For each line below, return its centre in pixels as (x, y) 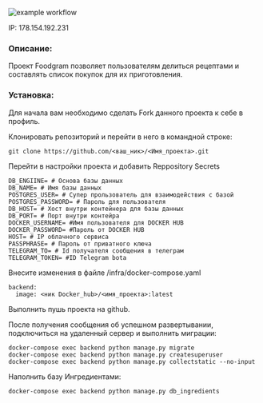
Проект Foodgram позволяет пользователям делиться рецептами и (124, 66)
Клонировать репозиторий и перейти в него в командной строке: (120, 137)
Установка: (31, 95)
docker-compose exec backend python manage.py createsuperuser (116, 355)
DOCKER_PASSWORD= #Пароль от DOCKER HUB (77, 229)
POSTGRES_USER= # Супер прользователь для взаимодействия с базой (121, 195)
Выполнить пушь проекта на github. (69, 309)
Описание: (30, 48)
